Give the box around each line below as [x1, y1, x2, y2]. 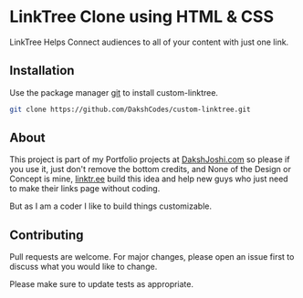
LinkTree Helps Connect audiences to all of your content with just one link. [9, 36, 289, 47]
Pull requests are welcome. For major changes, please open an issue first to [9, 252, 295, 262]
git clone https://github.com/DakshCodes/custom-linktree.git [9, 105, 251, 114]
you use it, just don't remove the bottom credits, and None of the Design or [9, 164, 292, 175]
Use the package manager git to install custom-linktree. [9, 87, 219, 98]
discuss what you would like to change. [9, 262, 158, 272]
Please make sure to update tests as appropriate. [9, 279, 194, 290]
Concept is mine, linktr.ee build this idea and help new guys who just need [9, 173, 289, 184]
